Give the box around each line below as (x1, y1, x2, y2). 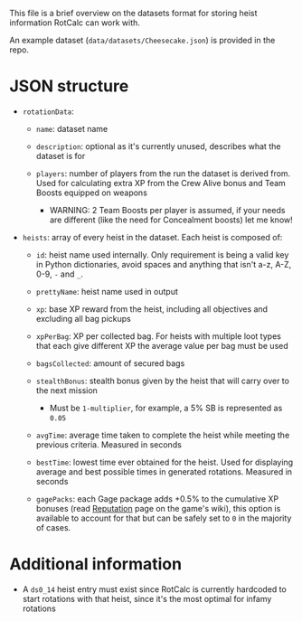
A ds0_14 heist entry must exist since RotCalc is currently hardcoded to (22, 583, 287, 595)
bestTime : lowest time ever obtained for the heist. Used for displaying (35, 456, 294, 467)
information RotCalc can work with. (9, 17, 140, 28)
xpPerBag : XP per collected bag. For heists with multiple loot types (35, 330, 282, 342)
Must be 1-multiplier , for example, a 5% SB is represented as (49, 402, 283, 413)
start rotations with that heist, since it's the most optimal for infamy (22, 593, 272, 604)
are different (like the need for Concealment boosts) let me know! (49, 214, 294, 225)
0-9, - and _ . (35, 268, 84, 279)
